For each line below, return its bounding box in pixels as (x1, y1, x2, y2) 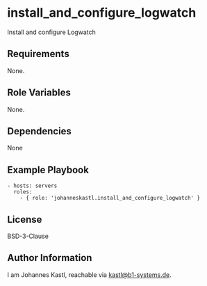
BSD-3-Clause (7, 232, 49, 240)
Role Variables (7, 87, 71, 99)
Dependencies (7, 125, 72, 137)
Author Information (7, 252, 92, 264)
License (7, 214, 42, 225)
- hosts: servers (7, 182, 58, 189)
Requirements (7, 48, 69, 60)
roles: (13, 189, 33, 196)
